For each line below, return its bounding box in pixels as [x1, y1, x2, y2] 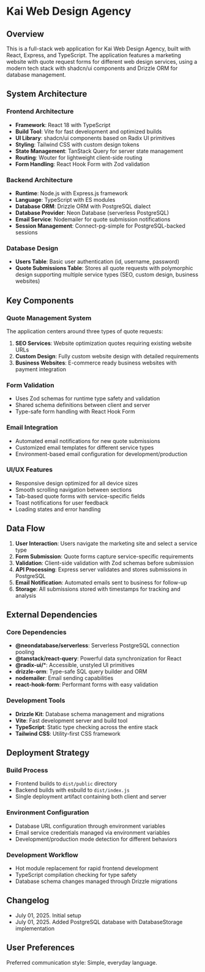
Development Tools [6, 696, 65, 705]
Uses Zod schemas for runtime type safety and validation [15, 395, 160, 403]
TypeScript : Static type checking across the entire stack [15, 723, 158, 731]
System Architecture [6, 89, 88, 99]
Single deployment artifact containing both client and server [15, 793, 167, 800]
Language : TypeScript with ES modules [15, 196, 116, 203]
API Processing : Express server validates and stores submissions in [15, 566, 187, 573]
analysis [15, 592, 37, 599]
